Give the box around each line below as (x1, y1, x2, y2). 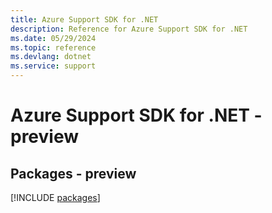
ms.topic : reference (10, 42, 97, 53)
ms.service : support (10, 61, 97, 71)
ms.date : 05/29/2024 (10, 33, 97, 43)
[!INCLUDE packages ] (10, 192, 101, 203)
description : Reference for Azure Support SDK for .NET (10, 24, 248, 34)
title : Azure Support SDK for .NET (10, 14, 159, 25)
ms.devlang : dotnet (10, 52, 92, 62)
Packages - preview (10, 165, 137, 182)
